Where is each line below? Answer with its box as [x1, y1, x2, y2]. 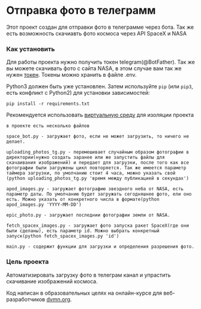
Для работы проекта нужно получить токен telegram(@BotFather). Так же [6, 58, 195, 66]
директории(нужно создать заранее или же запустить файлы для [6, 154, 165, 161]
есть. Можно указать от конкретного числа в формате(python [6, 196, 160, 203]
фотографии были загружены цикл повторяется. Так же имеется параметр [6, 165, 187, 171]
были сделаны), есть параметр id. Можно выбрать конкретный [6, 228, 160, 234]
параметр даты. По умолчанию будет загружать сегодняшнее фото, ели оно [6, 191, 192, 197]
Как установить [6, 44, 55, 53]
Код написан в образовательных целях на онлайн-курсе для [6, 289, 162, 296]
